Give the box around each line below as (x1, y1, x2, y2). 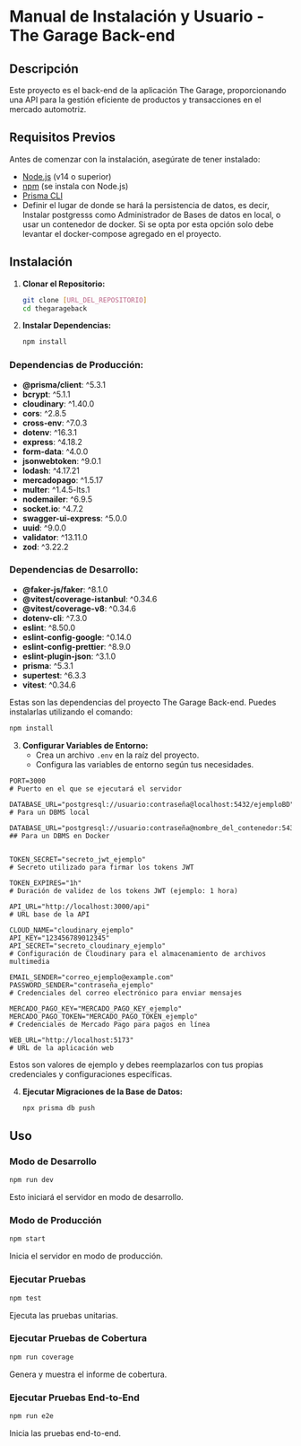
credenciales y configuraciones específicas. (9, 1068, 173, 1079)
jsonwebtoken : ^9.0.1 (21, 455, 101, 466)
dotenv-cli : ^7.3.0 (21, 612, 88, 623)
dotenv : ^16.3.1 (21, 426, 78, 437)
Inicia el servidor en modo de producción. (9, 1250, 164, 1262)
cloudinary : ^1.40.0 (21, 398, 95, 409)
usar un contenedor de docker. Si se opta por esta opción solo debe (21, 218, 274, 230)
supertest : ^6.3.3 (21, 670, 87, 680)
